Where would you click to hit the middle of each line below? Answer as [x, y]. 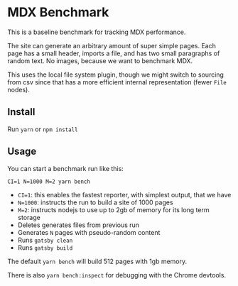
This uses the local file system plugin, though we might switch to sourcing [115, 75]
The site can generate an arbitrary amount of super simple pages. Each [112, 45]
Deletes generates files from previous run [79, 225]
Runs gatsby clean [45, 240]
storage [29, 217]
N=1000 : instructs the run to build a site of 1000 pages [95, 202]
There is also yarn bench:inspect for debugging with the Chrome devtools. [117, 275]
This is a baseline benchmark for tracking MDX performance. [97, 32]
